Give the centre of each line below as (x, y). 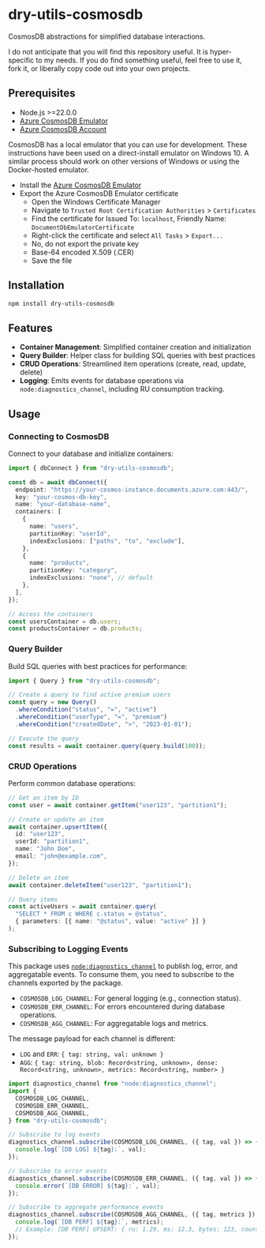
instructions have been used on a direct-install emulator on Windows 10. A (129, 152)
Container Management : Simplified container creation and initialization (135, 347)
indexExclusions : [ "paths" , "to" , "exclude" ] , (107, 541)
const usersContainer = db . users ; (65, 622)
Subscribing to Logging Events (68, 949)
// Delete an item (38, 878)
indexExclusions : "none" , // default (91, 578)
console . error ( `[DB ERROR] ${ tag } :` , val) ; (88, 1186)
